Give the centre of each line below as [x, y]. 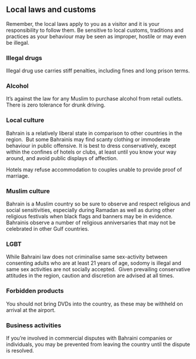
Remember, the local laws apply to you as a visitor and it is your [83, 24]
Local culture [25, 120]
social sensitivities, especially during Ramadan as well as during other [90, 210]
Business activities [34, 325]
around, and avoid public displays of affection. [62, 158]
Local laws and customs [51, 10]
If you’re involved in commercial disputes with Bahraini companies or [89, 338]
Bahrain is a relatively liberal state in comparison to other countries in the [94, 133]
